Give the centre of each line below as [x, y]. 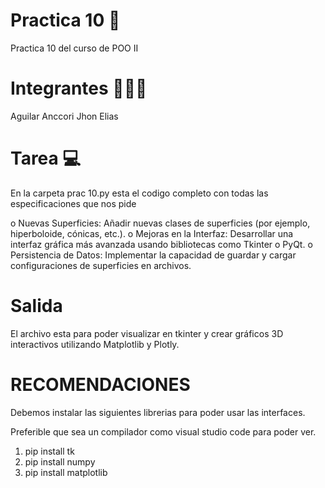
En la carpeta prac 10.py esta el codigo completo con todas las [139, 193]
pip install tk [49, 451]
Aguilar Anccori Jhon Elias [64, 116]
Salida [36, 306]
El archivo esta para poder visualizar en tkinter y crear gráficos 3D [147, 333]
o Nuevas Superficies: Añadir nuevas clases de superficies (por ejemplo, [160, 223]
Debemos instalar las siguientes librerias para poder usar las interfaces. [158, 412]
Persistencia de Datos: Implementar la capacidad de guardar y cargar [153, 255]
